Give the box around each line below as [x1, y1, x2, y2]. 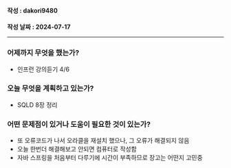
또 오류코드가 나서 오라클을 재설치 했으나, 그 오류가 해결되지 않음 [16, 136, 190, 145]
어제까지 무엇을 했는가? [7, 48, 80, 58]
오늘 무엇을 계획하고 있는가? [7, 84, 94, 93]
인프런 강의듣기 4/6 [16, 65, 70, 73]
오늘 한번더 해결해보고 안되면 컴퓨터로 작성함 [16, 145, 137, 154]
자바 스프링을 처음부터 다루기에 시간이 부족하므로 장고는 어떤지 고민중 [16, 154, 203, 162]
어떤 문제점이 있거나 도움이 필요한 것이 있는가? [7, 119, 151, 129]
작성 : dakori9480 [7, 6, 58, 14]
